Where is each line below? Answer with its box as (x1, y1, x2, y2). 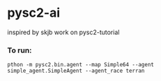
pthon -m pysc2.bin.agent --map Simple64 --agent (7, 61, 155, 68)
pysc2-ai (7, 5, 61, 21)
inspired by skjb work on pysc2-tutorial (7, 28, 120, 36)
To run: (7, 45, 33, 55)
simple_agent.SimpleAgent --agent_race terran (7, 68, 145, 75)
